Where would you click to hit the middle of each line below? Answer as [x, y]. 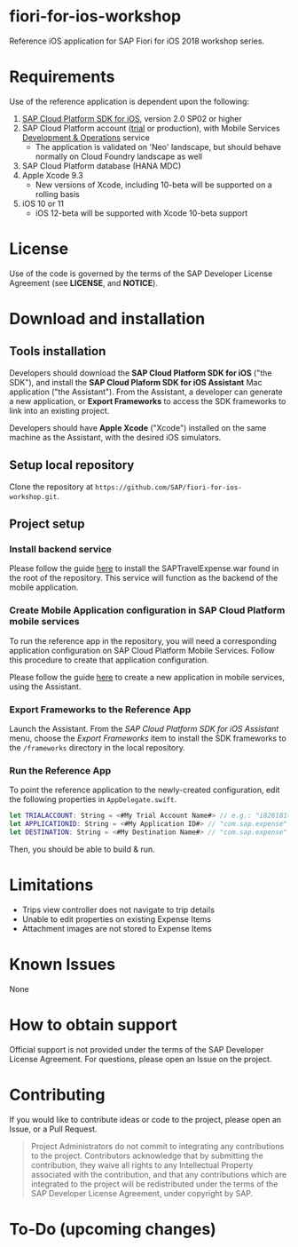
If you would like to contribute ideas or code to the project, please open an [145, 1119]
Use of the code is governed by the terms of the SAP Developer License [141, 274]
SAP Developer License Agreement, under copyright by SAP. [142, 1193]
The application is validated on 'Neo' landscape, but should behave [158, 147]
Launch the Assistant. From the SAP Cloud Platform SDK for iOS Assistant [144, 728]
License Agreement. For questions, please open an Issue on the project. [141, 1059]
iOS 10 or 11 [43, 203]
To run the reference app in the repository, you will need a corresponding [143, 640]
